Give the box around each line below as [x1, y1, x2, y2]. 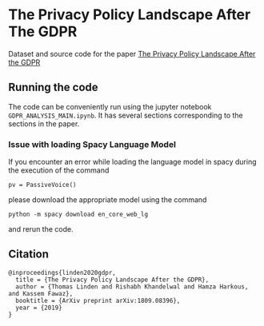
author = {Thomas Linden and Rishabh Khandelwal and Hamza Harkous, [15, 282, 249, 291]
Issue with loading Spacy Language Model [8, 138, 176, 149]
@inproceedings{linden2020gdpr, [8, 268, 116, 276]
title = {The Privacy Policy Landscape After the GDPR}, [15, 276, 210, 284]
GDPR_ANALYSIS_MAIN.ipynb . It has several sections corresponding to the [8, 110, 244, 120]
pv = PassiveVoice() [8, 181, 78, 189]
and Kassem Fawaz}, [8, 289, 74, 297]
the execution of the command [8, 165, 110, 175]
